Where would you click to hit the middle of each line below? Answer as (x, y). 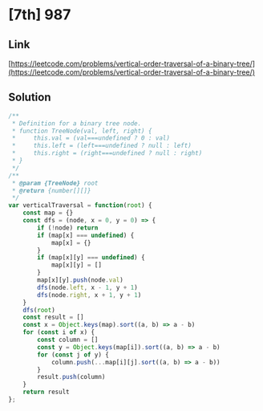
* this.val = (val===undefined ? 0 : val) (91, 138)
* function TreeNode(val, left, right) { (82, 131)
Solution (30, 98)
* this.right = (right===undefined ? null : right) (107, 153)
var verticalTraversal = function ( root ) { (80, 205)
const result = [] (53, 317)
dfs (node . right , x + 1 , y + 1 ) (89, 295)
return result (46, 392)
